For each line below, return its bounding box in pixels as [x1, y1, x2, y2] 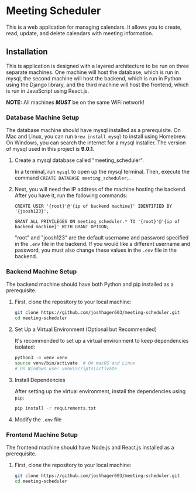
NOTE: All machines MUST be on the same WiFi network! [6, 99, 145, 106]
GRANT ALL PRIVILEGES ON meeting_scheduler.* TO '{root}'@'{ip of [14, 219, 180, 225]
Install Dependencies [14, 376, 66, 383]
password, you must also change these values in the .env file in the [14, 246, 177, 254]
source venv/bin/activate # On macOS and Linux [14, 360, 136, 366]
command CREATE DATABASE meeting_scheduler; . [14, 174, 131, 181]
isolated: [14, 343, 36, 350]
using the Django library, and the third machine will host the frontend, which [6, 81, 189, 88]
